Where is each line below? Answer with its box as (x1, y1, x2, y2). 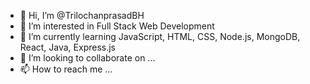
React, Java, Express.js (19, 41, 117, 53)
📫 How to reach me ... (19, 63, 113, 75)
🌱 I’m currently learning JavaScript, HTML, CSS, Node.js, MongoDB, (19, 31, 301, 42)
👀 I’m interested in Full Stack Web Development (19, 20, 215, 32)
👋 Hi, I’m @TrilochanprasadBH (19, 10, 145, 21)
